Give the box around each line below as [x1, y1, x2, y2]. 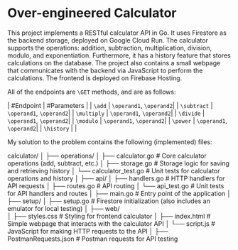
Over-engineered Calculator [7, 5, 177, 21]
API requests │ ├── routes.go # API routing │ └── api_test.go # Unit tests [7, 181, 225, 190]
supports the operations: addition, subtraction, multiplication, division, [7, 43, 212, 52]
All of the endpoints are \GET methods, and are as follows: [7, 87, 176, 96]
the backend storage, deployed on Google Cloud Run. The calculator [7, 36, 208, 44]
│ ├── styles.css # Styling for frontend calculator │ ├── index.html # [7, 212, 211, 220]
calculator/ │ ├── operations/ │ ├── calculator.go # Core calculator [7, 151, 207, 160]
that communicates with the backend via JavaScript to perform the [7, 66, 203, 75]
